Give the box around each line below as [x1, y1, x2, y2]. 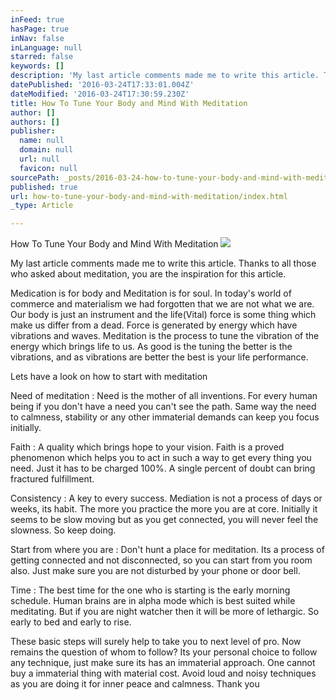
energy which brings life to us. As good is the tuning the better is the [10, 341, 293, 353]
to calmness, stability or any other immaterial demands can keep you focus [10, 411, 320, 423]
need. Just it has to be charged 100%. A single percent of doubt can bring [10, 462, 316, 475]
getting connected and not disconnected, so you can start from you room [10, 554, 313, 566]
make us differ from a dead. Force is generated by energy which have [10, 319, 298, 331]
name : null [19, 136, 65, 146]
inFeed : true [10, 14, 65, 25]
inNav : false [10, 33, 65, 43]
